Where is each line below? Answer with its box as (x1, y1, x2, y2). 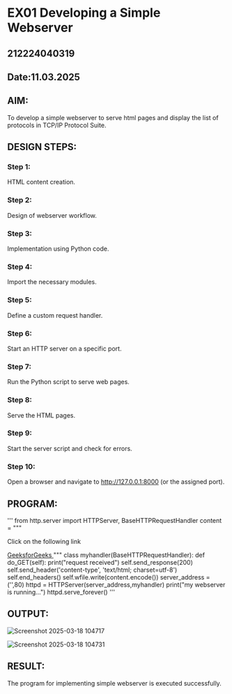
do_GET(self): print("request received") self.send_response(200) (7, 558, 194, 566)
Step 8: (7, 395, 33, 405)
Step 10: (7, 462, 36, 471)
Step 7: (7, 362, 31, 371)
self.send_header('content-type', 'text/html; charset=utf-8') (7, 566, 178, 574)
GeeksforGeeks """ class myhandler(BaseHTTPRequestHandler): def (7, 550, 206, 559)
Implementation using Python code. (7, 244, 109, 253)
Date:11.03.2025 (7, 71, 80, 83)
